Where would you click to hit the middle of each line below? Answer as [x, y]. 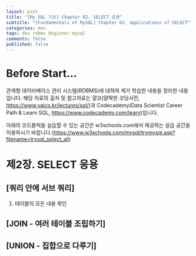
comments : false [26, 39]
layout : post [22, 11]
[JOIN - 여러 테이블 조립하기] [56, 224]
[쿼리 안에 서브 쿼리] [40, 188]
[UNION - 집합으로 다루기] [52, 246]
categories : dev [26, 28]
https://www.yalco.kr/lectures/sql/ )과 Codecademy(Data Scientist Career [94, 105]
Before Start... [42, 74]
